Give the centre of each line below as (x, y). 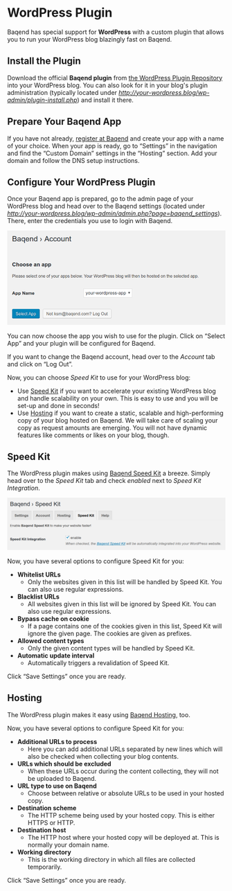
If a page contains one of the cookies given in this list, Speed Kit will (125, 626)
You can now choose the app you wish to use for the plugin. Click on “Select (116, 336)
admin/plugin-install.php (42, 100)
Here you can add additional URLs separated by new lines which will (125, 749)
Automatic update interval (56, 655)
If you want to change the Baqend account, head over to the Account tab (111, 356)
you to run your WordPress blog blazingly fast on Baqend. (90, 39)
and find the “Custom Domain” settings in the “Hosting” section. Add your (112, 153)
